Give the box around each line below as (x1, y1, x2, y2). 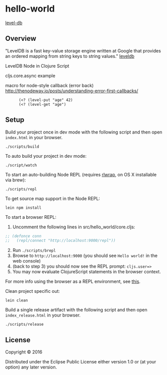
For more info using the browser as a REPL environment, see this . (5, 278, 141, 285)
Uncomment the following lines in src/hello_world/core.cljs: (12, 224, 135, 230)
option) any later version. (5, 364, 57, 370)
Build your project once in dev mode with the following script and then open (5, 129, 162, 135)
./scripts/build (5, 144, 39, 149)
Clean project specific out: (5, 288, 60, 294)
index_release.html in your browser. (5, 312, 81, 318)
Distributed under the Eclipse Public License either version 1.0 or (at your (5, 359, 156, 365)
